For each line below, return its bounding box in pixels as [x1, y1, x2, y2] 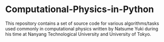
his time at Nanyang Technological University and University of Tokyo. [5, 31, 151, 37]
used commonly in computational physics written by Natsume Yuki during [5, 25, 158, 31]
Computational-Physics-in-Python [5, 4, 154, 15]
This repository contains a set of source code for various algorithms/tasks [5, 20, 159, 26]
